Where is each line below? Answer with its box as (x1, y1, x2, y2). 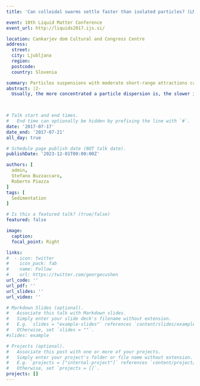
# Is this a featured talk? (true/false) (6, 211, 111, 218)
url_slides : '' (6, 288, 44, 294)
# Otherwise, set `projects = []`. (6, 365, 100, 372)
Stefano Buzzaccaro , (11, 173, 62, 179)
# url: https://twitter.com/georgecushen (6, 272, 118, 278)
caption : (11, 233, 33, 239)
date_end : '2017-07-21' (6, 129, 65, 135)
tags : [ (6, 189, 26, 196)
